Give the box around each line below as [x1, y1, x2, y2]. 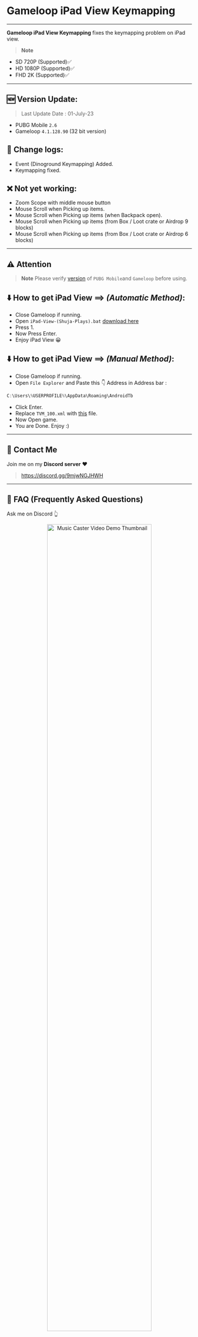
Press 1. [15, 324, 35, 331]
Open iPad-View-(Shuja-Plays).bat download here [15, 318, 139, 324]
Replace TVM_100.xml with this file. [15, 410, 98, 417]
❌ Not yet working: [6, 184, 77, 194]
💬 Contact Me [6, 445, 58, 455]
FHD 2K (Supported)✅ [15, 71, 69, 78]
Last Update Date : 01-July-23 [21, 110, 94, 117]
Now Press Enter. [15, 330, 58, 337]
